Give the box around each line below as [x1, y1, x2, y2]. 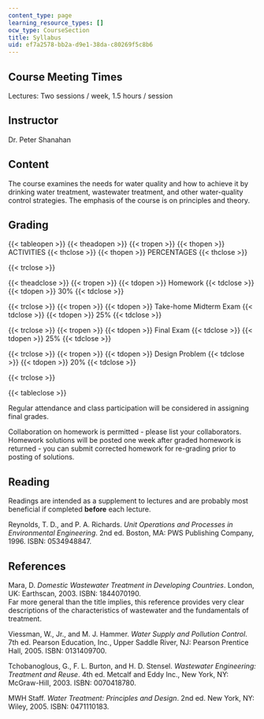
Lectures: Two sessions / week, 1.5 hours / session [8, 91, 173, 100]
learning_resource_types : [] [8, 19, 104, 27]
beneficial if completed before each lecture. [8, 504, 151, 514]
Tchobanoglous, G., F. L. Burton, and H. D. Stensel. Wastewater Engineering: [8, 661, 256, 671]
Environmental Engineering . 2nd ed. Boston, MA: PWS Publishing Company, [8, 528, 255, 537]
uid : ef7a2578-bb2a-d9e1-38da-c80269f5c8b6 [8, 41, 154, 49]
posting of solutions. [8, 452, 75, 462]
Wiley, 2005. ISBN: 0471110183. [8, 702, 110, 711]
